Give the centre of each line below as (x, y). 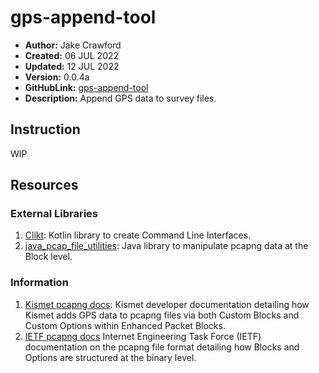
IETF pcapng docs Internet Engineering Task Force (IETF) (143, 336)
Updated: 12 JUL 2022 (72, 66)
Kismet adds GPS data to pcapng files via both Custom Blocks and (162, 315)
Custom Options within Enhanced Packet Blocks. (125, 325)
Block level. (48, 257)
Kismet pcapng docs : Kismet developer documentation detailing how (167, 304)
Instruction (45, 129)
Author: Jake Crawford (73, 45)
